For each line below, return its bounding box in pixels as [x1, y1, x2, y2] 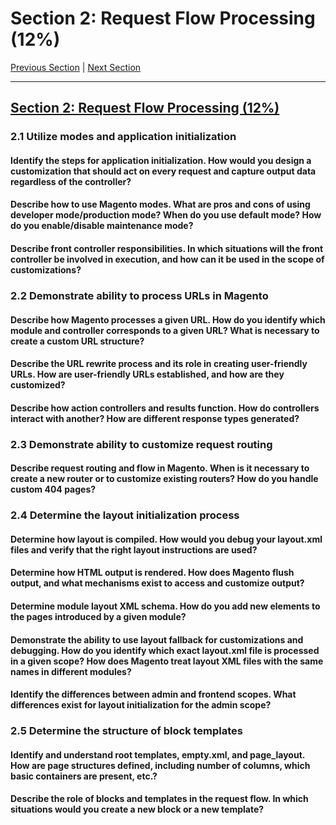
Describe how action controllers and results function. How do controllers [10, 402, 320, 414]
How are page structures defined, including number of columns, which [10, 759, 311, 771]
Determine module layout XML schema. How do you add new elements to [10, 600, 321, 612]
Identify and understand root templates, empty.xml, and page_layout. [10, 748, 306, 761]
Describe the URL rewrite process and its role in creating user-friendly [10, 358, 308, 370]
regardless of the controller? [10, 175, 132, 187]
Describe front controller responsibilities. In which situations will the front [10, 243, 324, 255]
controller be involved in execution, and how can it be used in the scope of [10, 253, 325, 266]
